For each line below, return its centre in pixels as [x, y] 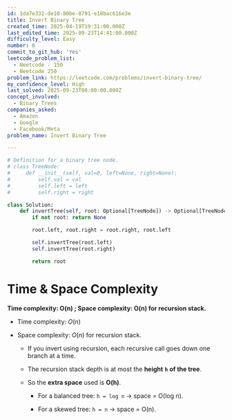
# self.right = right [51, 192]
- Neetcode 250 [35, 71]
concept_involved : [33, 97]
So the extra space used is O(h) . [74, 382]
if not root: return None [69, 218]
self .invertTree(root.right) [74, 249]
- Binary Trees [35, 103]
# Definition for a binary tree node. [63, 160]
